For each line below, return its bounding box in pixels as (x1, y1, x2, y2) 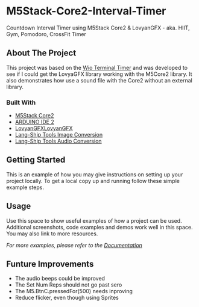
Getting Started (6, 155, 66, 165)
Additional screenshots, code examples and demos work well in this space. (6, 223, 193, 231)
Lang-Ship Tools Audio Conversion (14, 137, 102, 145)
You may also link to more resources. (6, 230, 98, 237)
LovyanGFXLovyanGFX (14, 125, 73, 132)
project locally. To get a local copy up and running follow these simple (6, 177, 180, 184)
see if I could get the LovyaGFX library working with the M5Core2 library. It (6, 70, 192, 78)
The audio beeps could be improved (14, 275, 106, 282)
